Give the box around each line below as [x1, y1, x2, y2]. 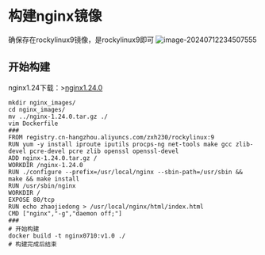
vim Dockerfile [8, 120, 59, 127]
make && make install [8, 175, 80, 183]
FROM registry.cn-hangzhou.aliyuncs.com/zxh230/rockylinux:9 [8, 133, 215, 141]
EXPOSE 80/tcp [8, 196, 56, 204]
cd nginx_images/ [8, 105, 66, 113]
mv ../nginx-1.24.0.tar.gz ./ [8, 112, 109, 120]
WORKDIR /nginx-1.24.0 [8, 161, 83, 169]
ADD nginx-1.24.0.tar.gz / [8, 154, 98, 162]
